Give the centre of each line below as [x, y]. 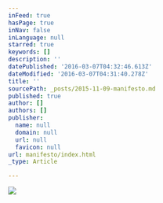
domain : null [36, 132]
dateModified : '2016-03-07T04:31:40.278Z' [78, 74]
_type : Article [33, 162]
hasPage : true [31, 23]
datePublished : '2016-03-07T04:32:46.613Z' [80, 67]
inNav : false [29, 30]
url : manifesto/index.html [52, 154]
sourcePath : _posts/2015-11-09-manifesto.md [82, 89]
